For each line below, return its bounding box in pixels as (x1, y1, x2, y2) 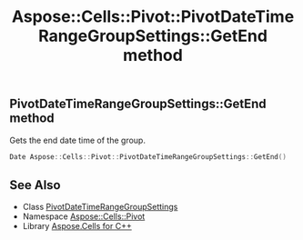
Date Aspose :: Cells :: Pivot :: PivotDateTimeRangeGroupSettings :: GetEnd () (9, 152, 287, 161)
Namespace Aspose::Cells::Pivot (22, 211, 146, 222)
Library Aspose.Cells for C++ (22, 221, 132, 232)
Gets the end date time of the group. (9, 135, 146, 145)
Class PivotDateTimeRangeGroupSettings (22, 202, 178, 213)
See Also (9, 177, 61, 193)
